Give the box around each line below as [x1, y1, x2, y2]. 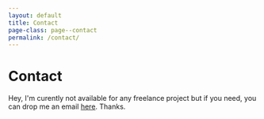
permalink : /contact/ [8, 33, 80, 42]
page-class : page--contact [8, 26, 98, 34]
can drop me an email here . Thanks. [8, 102, 126, 111]
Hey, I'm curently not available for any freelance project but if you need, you [8, 94, 257, 103]
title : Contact [8, 19, 59, 27]
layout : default [8, 11, 62, 20]
